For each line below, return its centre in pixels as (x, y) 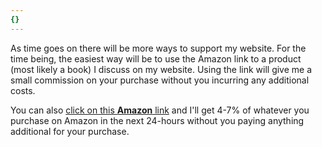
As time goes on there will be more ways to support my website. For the (158, 48)
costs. (23, 90)
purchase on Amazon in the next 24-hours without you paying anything (157, 120)
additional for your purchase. (70, 131)
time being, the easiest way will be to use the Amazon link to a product (156, 58)
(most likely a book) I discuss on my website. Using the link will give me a (161, 69)
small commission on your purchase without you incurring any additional (160, 80)
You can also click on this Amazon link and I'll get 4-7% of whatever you (160, 110)
